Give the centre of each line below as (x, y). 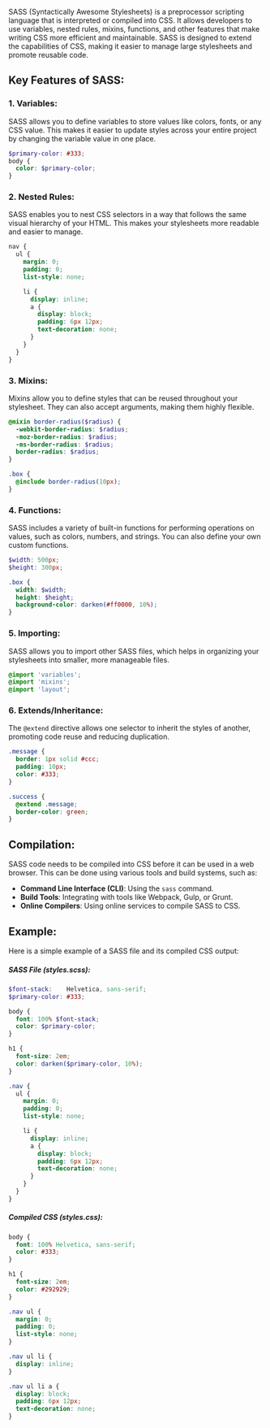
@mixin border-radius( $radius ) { (65, 422)
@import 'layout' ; (39, 690)
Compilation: (42, 844)
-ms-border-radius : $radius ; (65, 445)
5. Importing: (34, 633)
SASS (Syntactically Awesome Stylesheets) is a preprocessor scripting (126, 12)
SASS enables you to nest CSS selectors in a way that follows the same (128, 215)
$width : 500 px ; (34, 560)
